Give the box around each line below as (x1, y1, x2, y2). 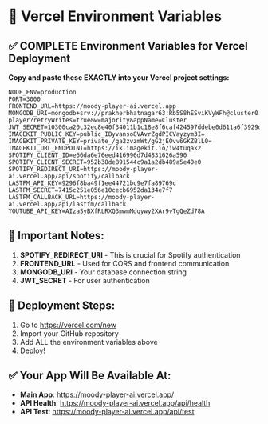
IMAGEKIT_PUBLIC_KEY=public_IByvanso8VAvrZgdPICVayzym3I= (8, 130, 205, 138)
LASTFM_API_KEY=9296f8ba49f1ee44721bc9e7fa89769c (8, 179, 177, 187)
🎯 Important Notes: (8, 229, 105, 242)
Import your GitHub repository (19, 328, 120, 338)
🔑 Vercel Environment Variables (8, 7, 222, 26)
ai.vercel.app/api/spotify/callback (8, 172, 130, 180)
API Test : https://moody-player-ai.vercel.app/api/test (19, 407, 195, 417)
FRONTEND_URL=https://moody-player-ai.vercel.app (8, 102, 177, 110)
